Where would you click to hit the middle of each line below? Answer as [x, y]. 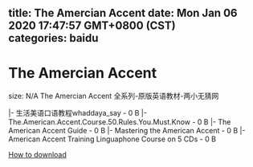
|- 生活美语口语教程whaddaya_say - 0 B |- [78, 113]
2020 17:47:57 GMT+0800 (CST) [92, 26]
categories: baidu [53, 38]
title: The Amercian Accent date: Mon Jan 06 [123, 13]
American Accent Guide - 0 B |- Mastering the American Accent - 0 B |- [127, 131]
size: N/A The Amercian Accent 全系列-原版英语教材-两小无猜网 [114, 96]
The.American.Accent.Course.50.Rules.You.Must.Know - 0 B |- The [120, 122]
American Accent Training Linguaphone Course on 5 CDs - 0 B [112, 139]
